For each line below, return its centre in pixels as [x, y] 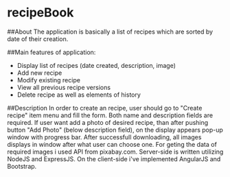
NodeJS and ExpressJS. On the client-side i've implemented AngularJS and [114, 158]
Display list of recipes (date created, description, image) [96, 65]
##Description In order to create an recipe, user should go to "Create [105, 108]
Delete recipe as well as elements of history [79, 95]
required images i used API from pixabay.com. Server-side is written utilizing [115, 152]
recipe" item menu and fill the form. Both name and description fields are [110, 115]
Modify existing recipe [49, 80]
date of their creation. [38, 38]
